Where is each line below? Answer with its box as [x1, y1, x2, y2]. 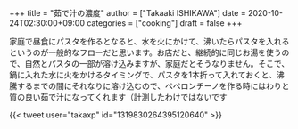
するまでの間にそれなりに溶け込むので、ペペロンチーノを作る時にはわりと [16, 81, 290, 91]
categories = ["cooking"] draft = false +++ [86, 18, 243, 28]
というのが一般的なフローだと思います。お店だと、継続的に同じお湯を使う [9, 47, 283, 58]
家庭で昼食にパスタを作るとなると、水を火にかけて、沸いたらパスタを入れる [9, 36, 290, 46]
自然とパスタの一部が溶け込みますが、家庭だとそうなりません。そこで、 [24, 59, 290, 69]
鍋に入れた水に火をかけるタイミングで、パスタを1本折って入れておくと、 [9, 69, 277, 80]
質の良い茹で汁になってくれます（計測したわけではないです [9, 92, 228, 102]
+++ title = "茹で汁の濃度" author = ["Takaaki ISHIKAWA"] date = [9, 8, 247, 18]
